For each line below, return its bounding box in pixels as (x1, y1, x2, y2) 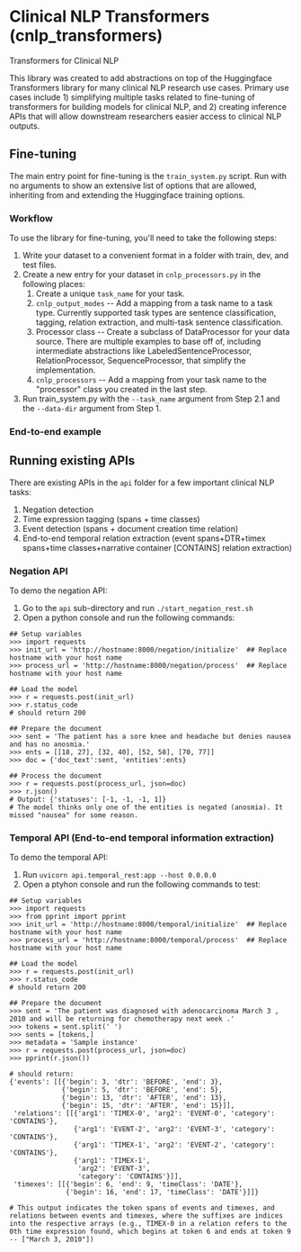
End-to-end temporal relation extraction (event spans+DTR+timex (22, 533, 267, 544)
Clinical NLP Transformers (9, 6, 210, 27)
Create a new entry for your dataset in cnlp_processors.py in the (22, 269, 261, 280)
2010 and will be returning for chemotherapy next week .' (9, 1014, 235, 1023)
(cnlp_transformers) (9, 25, 164, 46)
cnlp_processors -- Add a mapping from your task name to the (35, 374, 267, 385)
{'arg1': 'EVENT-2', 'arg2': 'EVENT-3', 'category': (73, 1125, 276, 1134)
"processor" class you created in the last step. (35, 384, 208, 395)
